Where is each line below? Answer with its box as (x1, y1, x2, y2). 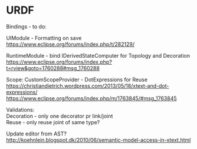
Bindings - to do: (6, 23, 47, 30)
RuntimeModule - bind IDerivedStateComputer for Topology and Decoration (6, 52, 191, 59)
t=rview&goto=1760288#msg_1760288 (6, 64, 100, 71)
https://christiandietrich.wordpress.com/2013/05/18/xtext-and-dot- (6, 82, 169, 89)
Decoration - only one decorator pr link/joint (6, 112, 113, 120)
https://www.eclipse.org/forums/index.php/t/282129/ (6, 41, 135, 48)
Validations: (6, 106, 35, 113)
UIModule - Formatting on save (6, 34, 82, 41)
